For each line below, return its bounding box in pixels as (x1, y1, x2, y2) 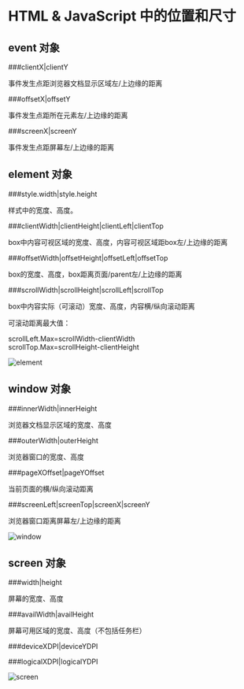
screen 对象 (8, 557, 67, 570)
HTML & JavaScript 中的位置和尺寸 (8, 7, 236, 25)
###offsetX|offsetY (8, 94, 71, 103)
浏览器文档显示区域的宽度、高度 (8, 420, 112, 429)
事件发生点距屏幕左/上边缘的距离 (8, 143, 115, 152)
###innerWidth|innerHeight (8, 403, 98, 413)
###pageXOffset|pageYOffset (8, 468, 105, 477)
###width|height (8, 578, 63, 587)
